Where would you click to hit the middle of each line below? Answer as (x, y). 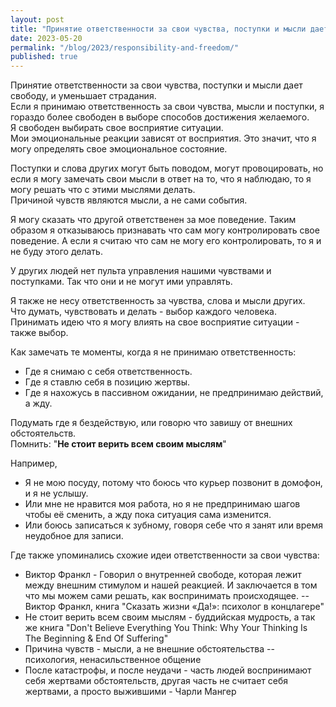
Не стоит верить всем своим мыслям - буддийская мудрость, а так (170, 617)
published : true (44, 57)
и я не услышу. (56, 493)
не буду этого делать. (56, 252)
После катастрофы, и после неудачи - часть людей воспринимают (168, 670)
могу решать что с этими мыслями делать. (103, 190)
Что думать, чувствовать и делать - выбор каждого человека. (143, 312)
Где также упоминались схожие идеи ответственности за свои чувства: (165, 555)
